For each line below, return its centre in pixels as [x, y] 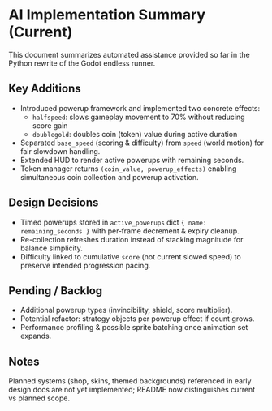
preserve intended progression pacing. [85, 265]
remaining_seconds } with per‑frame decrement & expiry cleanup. [130, 231]
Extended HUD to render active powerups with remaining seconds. [132, 160]
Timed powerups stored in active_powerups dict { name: [113, 222]
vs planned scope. [39, 398]
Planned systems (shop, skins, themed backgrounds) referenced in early [130, 381]
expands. [36, 336]
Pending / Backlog [56, 291]
